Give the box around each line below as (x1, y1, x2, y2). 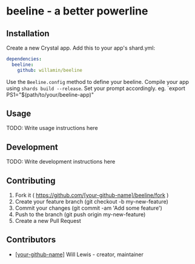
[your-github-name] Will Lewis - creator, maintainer (15, 251, 144, 258)
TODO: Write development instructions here (6, 158, 116, 166)
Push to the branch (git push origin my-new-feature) (15, 211, 146, 218)
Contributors (6, 234, 56, 245)
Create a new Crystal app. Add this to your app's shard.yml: (6, 44, 156, 51)
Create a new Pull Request (15, 217, 82, 225)
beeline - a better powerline (6, 4, 148, 18)
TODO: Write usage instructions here (6, 124, 98, 132)
